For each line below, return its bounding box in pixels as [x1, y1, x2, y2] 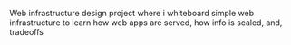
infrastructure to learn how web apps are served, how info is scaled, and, [9, 17, 283, 28]
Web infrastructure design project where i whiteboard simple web [9, 8, 255, 18]
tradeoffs [9, 27, 44, 37]
